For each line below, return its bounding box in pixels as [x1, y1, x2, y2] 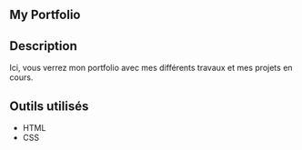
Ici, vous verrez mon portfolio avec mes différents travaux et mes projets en [9, 63, 293, 74]
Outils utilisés [9, 98, 89, 114]
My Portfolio [9, 7, 81, 23]
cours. [9, 72, 34, 83]
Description [9, 38, 77, 54]
